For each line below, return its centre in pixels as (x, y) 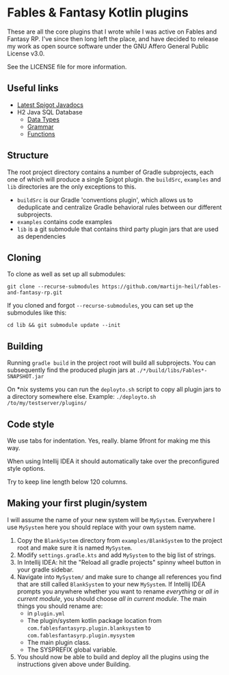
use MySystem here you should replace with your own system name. (102, 527)
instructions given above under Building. (74, 664)
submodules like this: (37, 312)
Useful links (33, 88)
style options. (26, 468)
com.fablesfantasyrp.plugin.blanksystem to (89, 628)
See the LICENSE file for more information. (67, 66)
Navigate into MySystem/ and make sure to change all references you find (119, 576)
